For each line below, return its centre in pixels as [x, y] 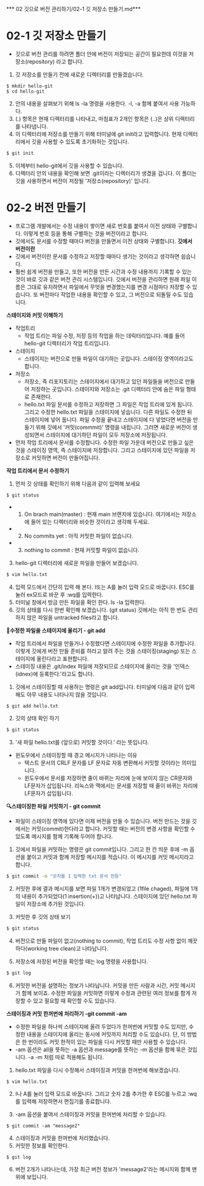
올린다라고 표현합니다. [63, 658]
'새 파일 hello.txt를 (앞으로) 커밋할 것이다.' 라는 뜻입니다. [82, 742]
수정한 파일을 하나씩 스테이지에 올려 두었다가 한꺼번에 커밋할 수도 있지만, [101, 1026]
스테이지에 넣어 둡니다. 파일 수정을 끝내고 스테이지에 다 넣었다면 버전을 [108, 419]
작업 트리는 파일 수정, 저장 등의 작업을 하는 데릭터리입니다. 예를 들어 [104, 336]
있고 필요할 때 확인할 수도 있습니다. [75, 1001]
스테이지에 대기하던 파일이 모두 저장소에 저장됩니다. [107, 434]
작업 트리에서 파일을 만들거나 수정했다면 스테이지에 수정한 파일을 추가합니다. [105, 643]
